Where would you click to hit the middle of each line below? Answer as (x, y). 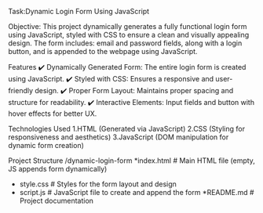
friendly (21, 90)
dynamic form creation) (46, 145)
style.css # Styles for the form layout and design (98, 184)
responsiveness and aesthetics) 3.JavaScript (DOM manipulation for (119, 137)
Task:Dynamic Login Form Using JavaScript (79, 11)
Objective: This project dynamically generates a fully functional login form (128, 26)
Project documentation (57, 200)
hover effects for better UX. (53, 114)
